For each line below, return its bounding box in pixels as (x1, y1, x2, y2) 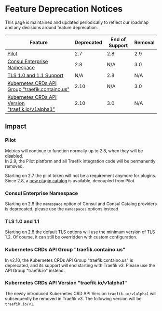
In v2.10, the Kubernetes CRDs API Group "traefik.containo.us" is (5, 257, 134, 263)
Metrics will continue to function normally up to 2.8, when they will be (5, 148, 143, 153)
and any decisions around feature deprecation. (5, 24, 98, 30)
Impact (5, 122, 27, 131)
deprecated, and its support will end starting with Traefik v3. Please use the (5, 262, 155, 268)
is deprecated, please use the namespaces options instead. (5, 206, 120, 211)
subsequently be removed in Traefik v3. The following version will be (5, 296, 142, 301)
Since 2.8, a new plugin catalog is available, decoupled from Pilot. (5, 178, 136, 183)
